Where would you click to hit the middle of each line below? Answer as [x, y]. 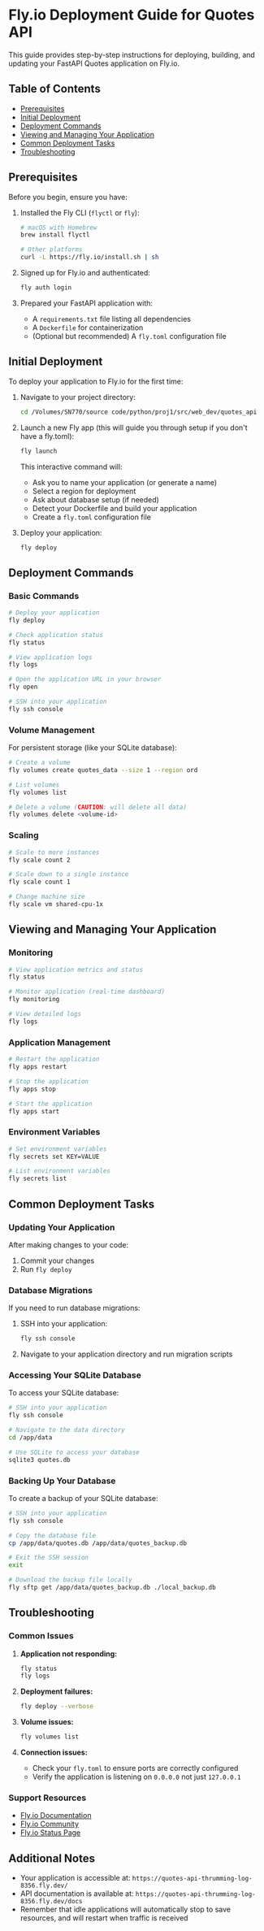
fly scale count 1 [39, 882]
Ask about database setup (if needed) [96, 499]
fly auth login [46, 288]
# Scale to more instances [54, 852]
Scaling [24, 835]
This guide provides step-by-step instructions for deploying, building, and [132, 54]
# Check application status [56, 635]
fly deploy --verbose [56, 1707]
